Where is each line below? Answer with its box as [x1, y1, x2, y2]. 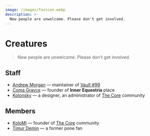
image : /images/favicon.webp [5, 7, 66, 12]
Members [5, 107, 36, 115]
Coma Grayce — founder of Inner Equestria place [12, 87, 115, 93]
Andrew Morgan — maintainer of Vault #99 [12, 82, 100, 88]
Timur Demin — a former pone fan [12, 125, 83, 131]
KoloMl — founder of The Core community [12, 120, 99, 126]
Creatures [5, 38, 48, 49]
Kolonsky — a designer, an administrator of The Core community [12, 92, 145, 98]
